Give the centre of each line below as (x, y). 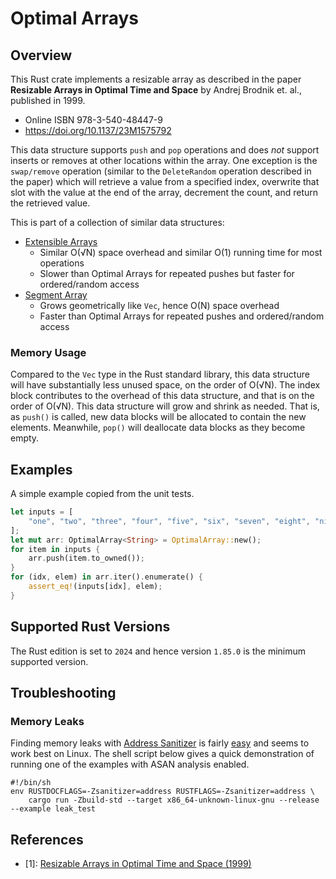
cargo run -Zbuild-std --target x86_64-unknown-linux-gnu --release (174, 800)
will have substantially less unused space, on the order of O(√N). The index (165, 385)
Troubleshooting (63, 693)
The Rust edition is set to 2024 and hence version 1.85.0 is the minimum (158, 651)
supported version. (49, 661)
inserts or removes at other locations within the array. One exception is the (164, 160)
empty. (25, 438)
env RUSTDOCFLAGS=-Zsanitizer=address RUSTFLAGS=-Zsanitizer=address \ (162, 792)
